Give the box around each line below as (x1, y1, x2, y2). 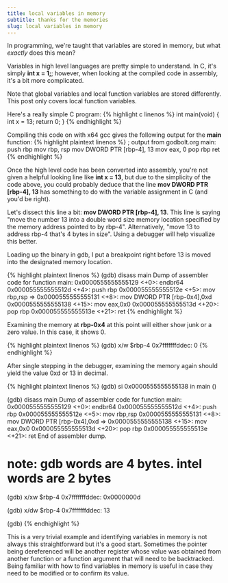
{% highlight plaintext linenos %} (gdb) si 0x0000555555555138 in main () (7, 383, 217, 391)
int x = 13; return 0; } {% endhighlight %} (7, 118, 122, 126)
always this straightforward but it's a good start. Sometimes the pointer (7, 540, 207, 548)
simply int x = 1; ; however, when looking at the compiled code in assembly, (7, 69, 218, 77)
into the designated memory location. (7, 258, 113, 266)
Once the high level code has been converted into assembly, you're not (7, 166, 208, 174)
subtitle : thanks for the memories (7, 16, 109, 23)
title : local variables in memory (7, 10, 106, 17)
